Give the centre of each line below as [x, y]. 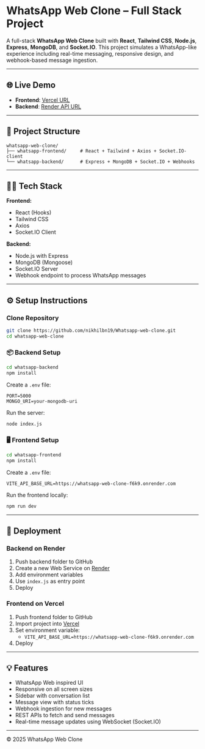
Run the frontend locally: [37, 495]
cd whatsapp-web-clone [35, 336]
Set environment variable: [48, 630]
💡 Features [27, 668]
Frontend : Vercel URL [42, 100]
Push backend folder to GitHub [54, 562]
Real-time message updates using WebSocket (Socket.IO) [88, 722]
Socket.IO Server [37, 269]
